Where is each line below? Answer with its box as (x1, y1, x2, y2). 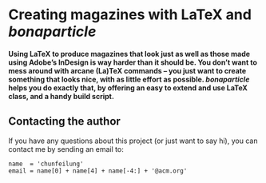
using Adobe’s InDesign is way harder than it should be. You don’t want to (8, 58, 258, 67)
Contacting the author (8, 114, 121, 129)
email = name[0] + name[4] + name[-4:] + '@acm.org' (8, 166, 188, 175)
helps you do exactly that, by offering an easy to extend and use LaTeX (8, 82, 248, 93)
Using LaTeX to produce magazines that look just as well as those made (8, 49, 250, 58)
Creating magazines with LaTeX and (8, 6, 252, 24)
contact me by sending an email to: (8, 144, 124, 153)
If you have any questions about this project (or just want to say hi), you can (8, 136, 258, 145)
